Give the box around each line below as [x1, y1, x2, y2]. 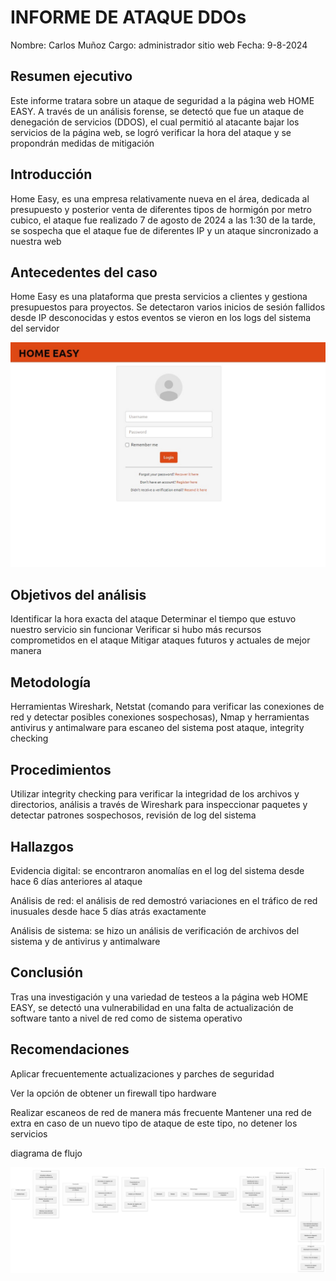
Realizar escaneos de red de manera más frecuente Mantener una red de [10, 1106, 312, 1118]
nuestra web [10, 235, 62, 247]
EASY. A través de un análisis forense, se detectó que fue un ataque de [10, 105, 305, 117]
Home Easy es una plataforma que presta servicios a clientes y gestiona [10, 291, 308, 303]
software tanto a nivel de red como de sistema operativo [10, 1012, 243, 1024]
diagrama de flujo [10, 1147, 83, 1159]
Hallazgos [10, 838, 74, 855]
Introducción [10, 166, 93, 183]
